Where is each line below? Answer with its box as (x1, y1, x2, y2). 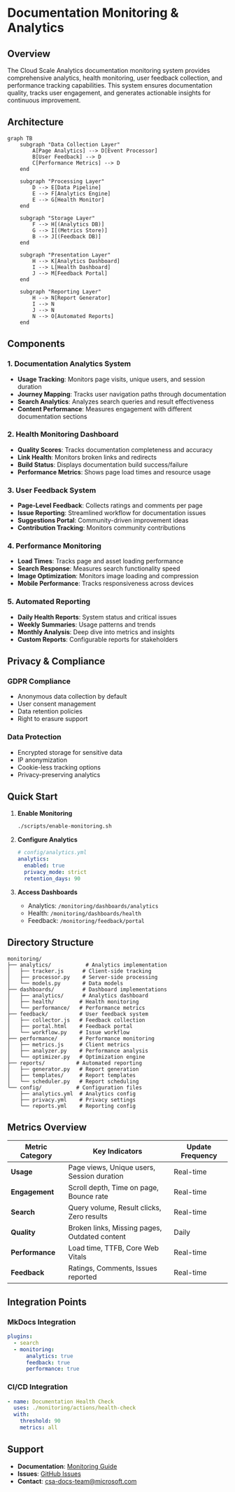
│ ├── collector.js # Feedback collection (7, 1016, 145, 1024)
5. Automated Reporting (7, 597, 91, 607)
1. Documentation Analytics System (7, 359, 131, 369)
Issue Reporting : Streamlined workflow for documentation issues (17, 509, 206, 517)
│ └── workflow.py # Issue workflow (7, 1029, 130, 1036)
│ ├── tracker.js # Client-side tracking (7, 967, 152, 975)
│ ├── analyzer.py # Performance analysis (7, 1047, 149, 1054)
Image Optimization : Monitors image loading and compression (17, 572, 199, 580)
